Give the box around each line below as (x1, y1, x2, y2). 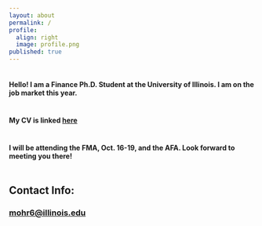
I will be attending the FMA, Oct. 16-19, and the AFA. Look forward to (9, 143, 235, 152)
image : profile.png (16, 41, 80, 49)
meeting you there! (9, 151, 73, 161)
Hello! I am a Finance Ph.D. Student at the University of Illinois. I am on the (9, 79, 254, 89)
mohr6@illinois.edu (9, 207, 86, 218)
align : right (16, 33, 59, 42)
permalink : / (9, 19, 52, 27)
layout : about (9, 11, 56, 20)
